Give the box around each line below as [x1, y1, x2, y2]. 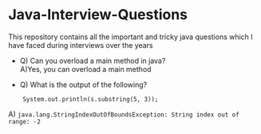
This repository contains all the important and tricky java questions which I [8, 32, 253, 41]
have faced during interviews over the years [8, 40, 153, 49]
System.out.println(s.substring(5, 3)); [22, 95, 159, 103]
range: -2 [8, 117, 42, 125]
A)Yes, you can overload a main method [19, 64, 152, 73]
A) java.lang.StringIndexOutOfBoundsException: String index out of [8, 109, 239, 119]
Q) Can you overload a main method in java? [19, 56, 166, 65]
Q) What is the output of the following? [19, 80, 148, 89]
